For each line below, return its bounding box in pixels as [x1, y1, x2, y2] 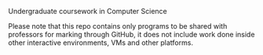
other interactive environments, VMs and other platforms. [8, 38, 194, 47]
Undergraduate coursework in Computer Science [8, 7, 167, 15]
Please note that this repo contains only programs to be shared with [8, 22, 228, 30]
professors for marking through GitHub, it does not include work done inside [8, 30, 255, 39]
